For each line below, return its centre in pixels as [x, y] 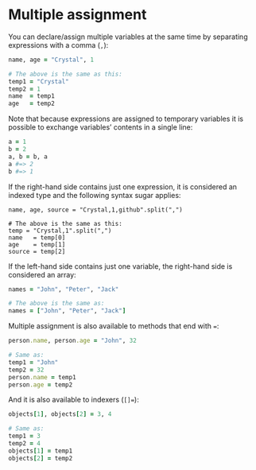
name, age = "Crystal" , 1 [51, 60]
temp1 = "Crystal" [39, 81]
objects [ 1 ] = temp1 [41, 451]
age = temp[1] [37, 244]
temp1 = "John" [33, 362]
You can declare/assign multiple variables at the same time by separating [128, 37]
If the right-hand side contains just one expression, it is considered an [122, 186]
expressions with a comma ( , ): [58, 45]
